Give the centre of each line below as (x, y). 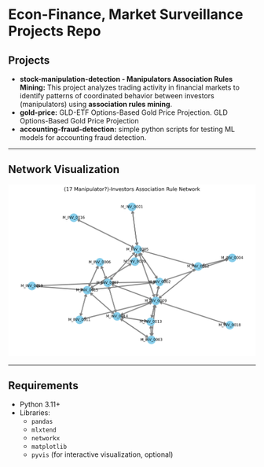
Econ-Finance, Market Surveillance (126, 15)
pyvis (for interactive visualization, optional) (102, 454)
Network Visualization (64, 169)
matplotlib (49, 447)
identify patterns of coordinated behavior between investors (117, 96)
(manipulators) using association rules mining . (96, 104)
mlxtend (44, 430)
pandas (42, 422)
